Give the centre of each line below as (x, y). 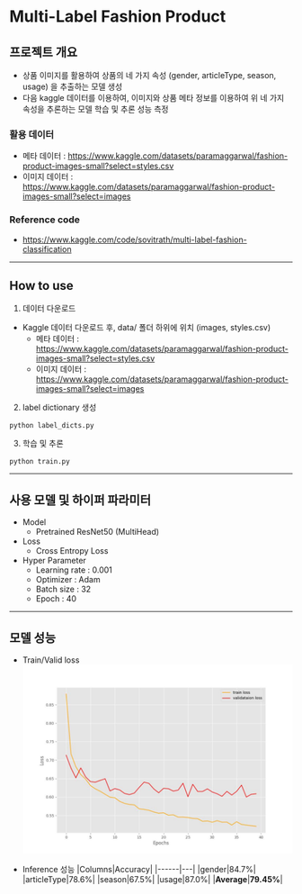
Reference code (45, 220)
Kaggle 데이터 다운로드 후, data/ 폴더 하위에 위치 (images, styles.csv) (147, 328)
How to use (41, 285)
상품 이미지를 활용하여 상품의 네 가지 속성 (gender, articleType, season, (149, 75)
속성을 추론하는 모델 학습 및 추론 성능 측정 (95, 109)
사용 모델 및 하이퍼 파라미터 (80, 500)
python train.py (40, 462)
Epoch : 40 (56, 599)
